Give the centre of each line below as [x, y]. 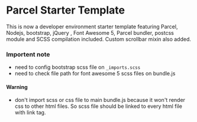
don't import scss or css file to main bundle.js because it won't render [100, 100]
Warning [17, 87]
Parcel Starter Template [66, 10]
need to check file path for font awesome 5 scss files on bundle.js [95, 74]
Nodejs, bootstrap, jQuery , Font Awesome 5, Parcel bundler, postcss [90, 32]
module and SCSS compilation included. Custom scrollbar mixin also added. [98, 39]
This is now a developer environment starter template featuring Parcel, [92, 27]
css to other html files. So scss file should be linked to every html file [98, 106]
